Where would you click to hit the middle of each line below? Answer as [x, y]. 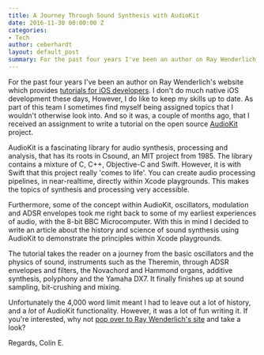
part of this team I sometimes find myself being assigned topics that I [121, 106]
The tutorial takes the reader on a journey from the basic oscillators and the [131, 253]
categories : [28, 30]
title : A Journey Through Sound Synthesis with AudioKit [104, 15]
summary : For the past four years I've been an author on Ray [113, 60]
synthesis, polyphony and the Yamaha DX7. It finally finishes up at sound [126, 278]
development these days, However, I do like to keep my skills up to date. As [131, 99]
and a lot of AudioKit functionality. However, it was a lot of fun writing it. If [128, 310]
